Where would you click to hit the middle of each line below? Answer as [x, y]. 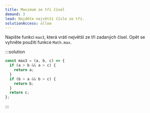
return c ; [19, 93]
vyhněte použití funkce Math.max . [38, 43]
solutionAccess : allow [28, 23]
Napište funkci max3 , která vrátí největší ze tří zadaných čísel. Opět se [75, 37]
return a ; [24, 70]
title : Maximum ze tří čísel [35, 10]
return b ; [24, 84]
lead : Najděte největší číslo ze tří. [45, 19]
